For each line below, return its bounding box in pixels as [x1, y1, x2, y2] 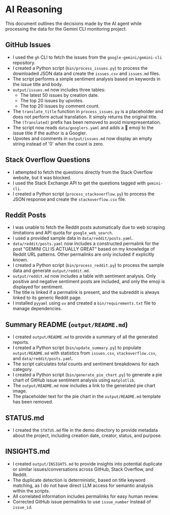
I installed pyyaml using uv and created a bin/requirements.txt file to [12, 300, 156, 306]
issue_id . [12, 504, 33, 510]
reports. [12, 339, 29, 345]
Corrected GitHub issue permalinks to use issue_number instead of [12, 498, 151, 505]
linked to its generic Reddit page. [12, 294, 82, 301]
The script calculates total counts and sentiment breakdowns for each [12, 361, 159, 367]
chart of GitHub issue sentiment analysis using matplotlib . [12, 377, 135, 383]
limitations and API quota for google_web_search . [12, 230, 113, 236]
